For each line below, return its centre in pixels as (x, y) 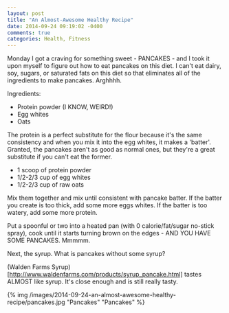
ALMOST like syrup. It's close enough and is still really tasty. (92, 281)
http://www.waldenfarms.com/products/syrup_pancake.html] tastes (105, 275)
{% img (18, 295)
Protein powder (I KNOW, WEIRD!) (65, 107)
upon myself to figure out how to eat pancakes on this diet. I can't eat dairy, (114, 66)
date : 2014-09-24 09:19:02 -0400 (55, 26)
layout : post (26, 13)
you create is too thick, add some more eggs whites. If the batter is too (107, 205)
